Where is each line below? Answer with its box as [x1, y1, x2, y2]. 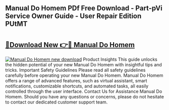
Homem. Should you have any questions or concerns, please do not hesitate [5, 94, 164, 99]
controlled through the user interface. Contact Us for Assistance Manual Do [5, 88, 162, 94]
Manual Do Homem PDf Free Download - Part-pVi [5, 4, 162, 13]
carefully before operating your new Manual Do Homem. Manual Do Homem [5, 72, 163, 78]
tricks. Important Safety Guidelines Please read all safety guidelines [5, 67, 146, 73]
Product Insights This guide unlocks [83, 56, 157, 62]
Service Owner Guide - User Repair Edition [5, 12, 142, 21]
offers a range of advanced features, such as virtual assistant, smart [5, 78, 147, 83]
